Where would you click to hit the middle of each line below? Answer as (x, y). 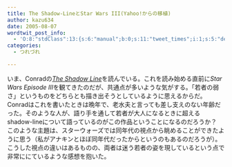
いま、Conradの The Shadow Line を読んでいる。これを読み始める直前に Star (115, 78)
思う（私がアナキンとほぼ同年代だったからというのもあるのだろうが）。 (120, 139)
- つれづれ (27, 52)
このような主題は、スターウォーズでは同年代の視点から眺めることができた (113, 130)
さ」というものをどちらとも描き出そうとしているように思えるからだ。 (107, 96)
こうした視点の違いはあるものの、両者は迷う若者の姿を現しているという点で (116, 147)
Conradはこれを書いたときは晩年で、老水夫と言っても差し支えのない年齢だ (114, 104)
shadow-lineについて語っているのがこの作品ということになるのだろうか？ (112, 121)
